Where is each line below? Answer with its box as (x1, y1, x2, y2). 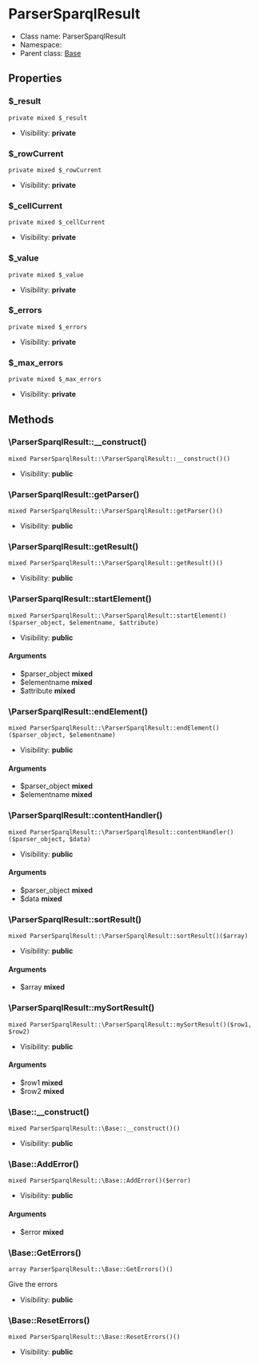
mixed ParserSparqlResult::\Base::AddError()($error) (8, 1176, 192, 1185)
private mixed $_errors (8, 322, 88, 331)
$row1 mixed (19, 1078, 63, 1087)
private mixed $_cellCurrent (8, 218, 106, 227)
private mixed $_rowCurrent (8, 166, 102, 174)
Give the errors (8, 1279, 58, 1289)
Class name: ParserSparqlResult (19, 31, 126, 41)
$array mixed (19, 982, 66, 992)
